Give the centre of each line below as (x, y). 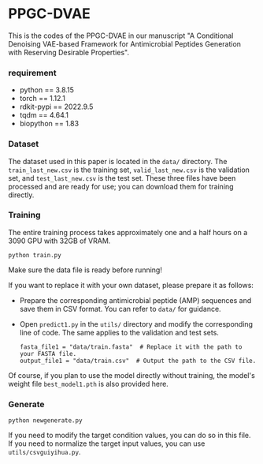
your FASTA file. (48, 354)
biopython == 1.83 (49, 124)
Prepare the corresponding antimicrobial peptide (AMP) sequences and (135, 300)
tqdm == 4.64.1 (44, 115)
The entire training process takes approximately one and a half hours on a (128, 232)
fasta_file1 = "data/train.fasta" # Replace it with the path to (131, 347)
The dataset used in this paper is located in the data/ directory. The (118, 161)
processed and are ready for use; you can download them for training (121, 186)
